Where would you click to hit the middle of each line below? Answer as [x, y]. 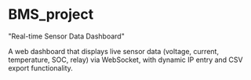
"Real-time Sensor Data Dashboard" [67, 36]
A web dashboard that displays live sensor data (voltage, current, [114, 51]
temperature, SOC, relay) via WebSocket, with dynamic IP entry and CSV [125, 60]
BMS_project [51, 15]
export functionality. [40, 67]
